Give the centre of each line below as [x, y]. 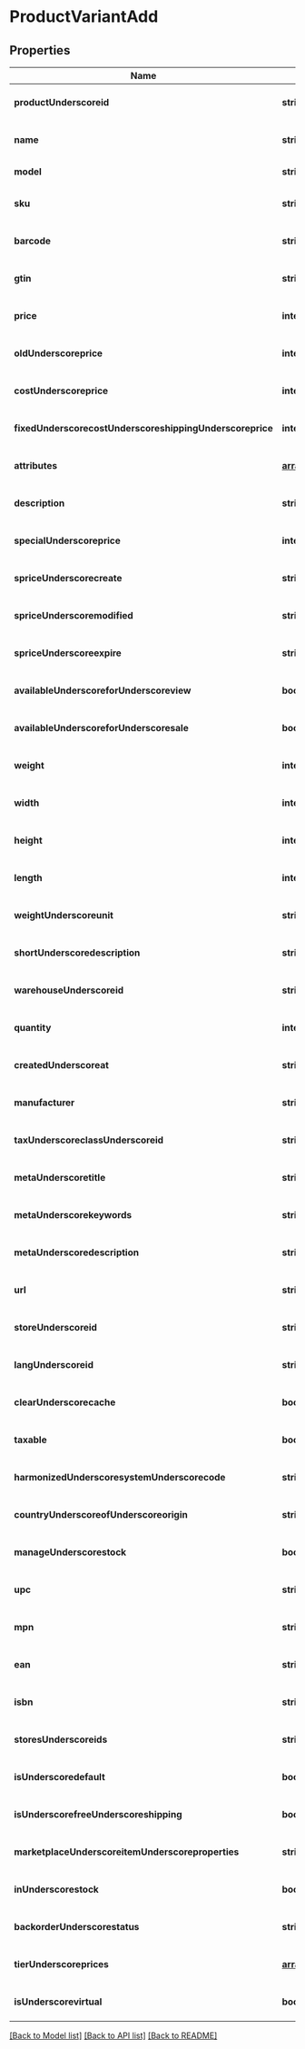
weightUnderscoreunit [64, 915]
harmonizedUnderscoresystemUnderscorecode [120, 1477]
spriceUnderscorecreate [68, 578]
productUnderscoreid [62, 102]
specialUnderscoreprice [67, 540]
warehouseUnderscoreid [69, 990]
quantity [33, 1028]
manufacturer [44, 1103]
